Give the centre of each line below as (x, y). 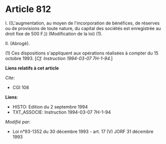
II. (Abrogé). (18, 43)
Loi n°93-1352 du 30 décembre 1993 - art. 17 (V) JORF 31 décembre (83, 131)
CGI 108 (21, 87)
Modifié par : (18, 121)
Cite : (10, 77)
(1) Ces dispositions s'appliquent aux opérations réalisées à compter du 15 (82, 53)
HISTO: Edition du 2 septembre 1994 (50, 106)
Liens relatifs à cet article (32, 68)
